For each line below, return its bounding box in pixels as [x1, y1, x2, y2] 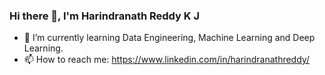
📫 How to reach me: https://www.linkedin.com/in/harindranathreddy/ [23, 54, 310, 66]
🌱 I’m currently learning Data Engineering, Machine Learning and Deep [23, 32, 316, 44]
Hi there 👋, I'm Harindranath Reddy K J [9, 9, 200, 23]
